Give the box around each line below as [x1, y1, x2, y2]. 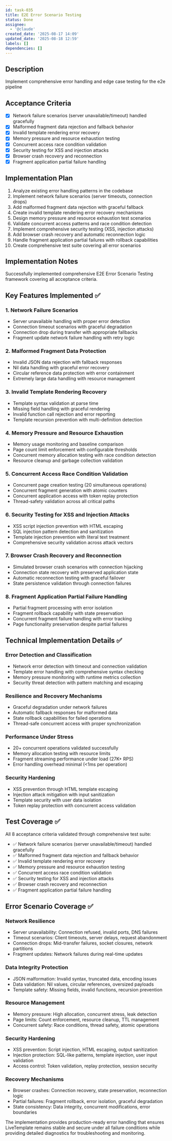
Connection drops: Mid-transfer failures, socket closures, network [12, 940, 153, 947]
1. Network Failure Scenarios [5, 307, 79, 314]
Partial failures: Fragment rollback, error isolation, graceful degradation [12, 1098, 163, 1104]
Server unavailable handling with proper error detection [12, 318, 130, 325]
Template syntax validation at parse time [12, 400, 99, 406]
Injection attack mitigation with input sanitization [12, 791, 115, 797]
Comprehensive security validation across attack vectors [12, 539, 133, 545]
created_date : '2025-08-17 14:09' [5, 31, 80, 37]
